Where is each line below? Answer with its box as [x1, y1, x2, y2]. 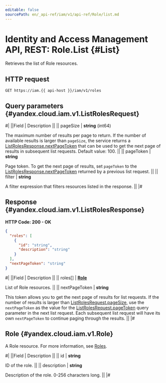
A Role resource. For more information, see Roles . [5, 343, 107, 349]
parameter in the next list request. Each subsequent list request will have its [5, 310, 161, 316]
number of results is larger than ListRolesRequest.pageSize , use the [5, 299, 145, 305]
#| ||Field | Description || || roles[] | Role [5, 275, 87, 281]
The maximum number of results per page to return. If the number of [5, 133, 146, 139]
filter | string [5, 174, 31, 180]
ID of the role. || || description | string [5, 362, 82, 368]
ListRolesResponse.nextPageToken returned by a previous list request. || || [5, 169, 159, 175]
